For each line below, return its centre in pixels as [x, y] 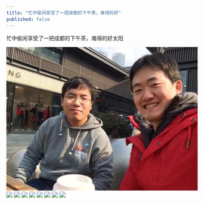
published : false [28, 19]
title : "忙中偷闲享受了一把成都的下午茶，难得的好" [64, 13]
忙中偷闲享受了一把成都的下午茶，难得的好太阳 [65, 38]
